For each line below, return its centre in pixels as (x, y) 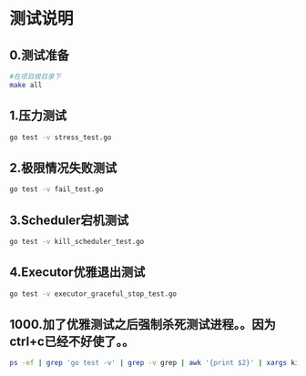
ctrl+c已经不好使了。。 (72, 341)
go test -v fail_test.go (56, 189)
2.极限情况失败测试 (63, 168)
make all (26, 85)
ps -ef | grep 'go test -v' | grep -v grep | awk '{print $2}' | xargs (148, 363)
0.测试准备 (40, 55)
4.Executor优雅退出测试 (77, 273)
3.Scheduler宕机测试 (69, 220)
